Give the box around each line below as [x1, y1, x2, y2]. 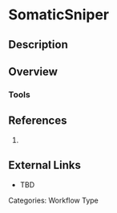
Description [8, 38, 68, 51]
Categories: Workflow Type [8, 195, 99, 205]
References [8, 114, 67, 128]
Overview [8, 64, 58, 78]
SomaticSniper [8, 6, 110, 24]
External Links [8, 158, 82, 172]
